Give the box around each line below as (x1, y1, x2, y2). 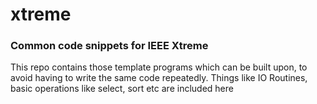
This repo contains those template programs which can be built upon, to (10, 61, 308, 73)
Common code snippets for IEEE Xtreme (10, 39, 209, 53)
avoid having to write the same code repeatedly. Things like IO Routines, (10, 72, 308, 84)
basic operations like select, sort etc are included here (10, 83, 234, 95)
